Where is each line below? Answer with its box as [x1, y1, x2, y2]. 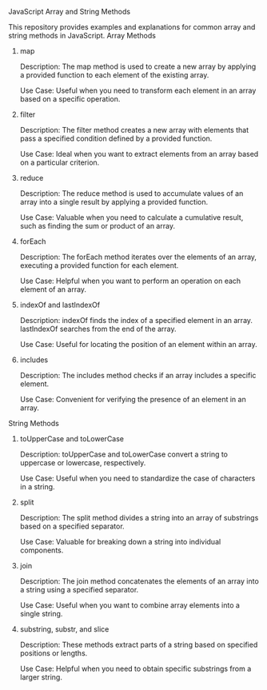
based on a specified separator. [19, 521, 126, 531]
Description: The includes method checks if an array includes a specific [19, 371, 257, 380]
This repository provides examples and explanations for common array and [8, 22, 256, 31]
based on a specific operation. [19, 94, 121, 103]
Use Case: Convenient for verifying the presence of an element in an [19, 395, 246, 404]
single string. [19, 609, 63, 618]
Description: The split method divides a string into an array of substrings [19, 513, 259, 522]
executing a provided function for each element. [19, 261, 179, 270]
